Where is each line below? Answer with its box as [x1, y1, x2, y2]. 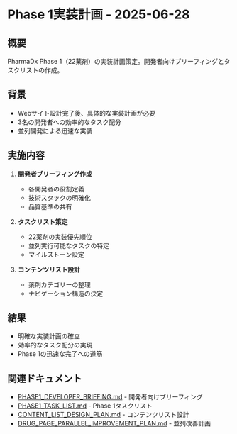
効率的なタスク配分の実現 [17, 341, 93, 350]
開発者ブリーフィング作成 [17, 169, 92, 178]
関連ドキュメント [7, 372, 82, 384]
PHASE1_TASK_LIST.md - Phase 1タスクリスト [17, 401, 153, 410]
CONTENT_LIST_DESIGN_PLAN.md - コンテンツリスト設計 [17, 411, 189, 419]
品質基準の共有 [28, 202, 72, 211]
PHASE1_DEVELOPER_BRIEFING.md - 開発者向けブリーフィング [17, 393, 204, 401]
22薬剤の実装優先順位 [28, 232, 92, 241]
